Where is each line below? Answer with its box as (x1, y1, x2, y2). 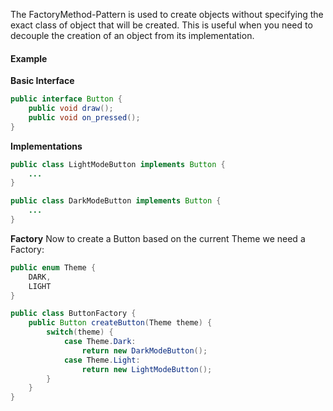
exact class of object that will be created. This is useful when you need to (10, 19, 313, 31)
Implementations (10, 140, 83, 152)
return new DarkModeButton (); (81, 345, 208, 356)
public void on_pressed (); (28, 112, 141, 123)
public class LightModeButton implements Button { (10, 159, 226, 169)
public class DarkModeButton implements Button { (10, 196, 222, 206)
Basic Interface (10, 75, 75, 87)
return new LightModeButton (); (81, 364, 213, 374)
